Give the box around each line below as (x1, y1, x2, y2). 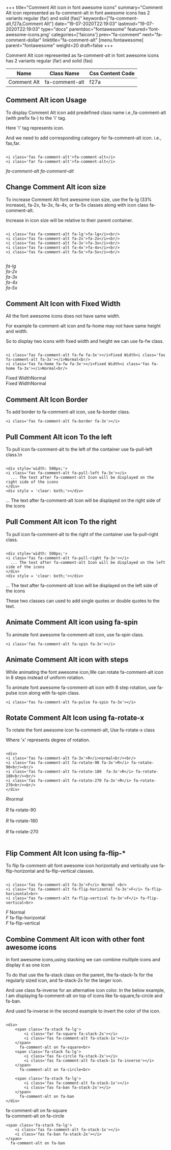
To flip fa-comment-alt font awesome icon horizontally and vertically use (6, 862, 158, 869)
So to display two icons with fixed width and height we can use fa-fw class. (6, 338, 164, 344)
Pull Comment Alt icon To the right (6, 518, 117, 526)
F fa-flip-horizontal (6, 915, 46, 921)
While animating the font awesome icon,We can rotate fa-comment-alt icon (6, 669, 164, 675)
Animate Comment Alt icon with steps (6, 655, 129, 664)
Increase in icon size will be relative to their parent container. (6, 217, 133, 223)
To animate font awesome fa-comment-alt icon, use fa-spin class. (6, 631, 144, 637)
